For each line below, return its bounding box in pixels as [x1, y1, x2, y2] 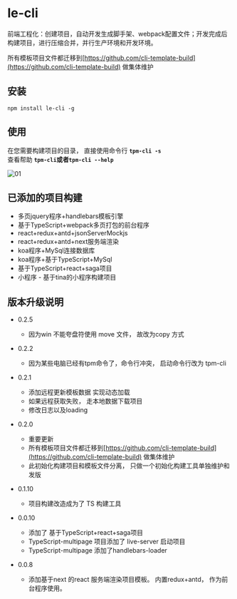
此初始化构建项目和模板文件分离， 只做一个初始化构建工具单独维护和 [28, 461, 230, 470]
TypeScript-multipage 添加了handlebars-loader [28, 546, 167, 555]
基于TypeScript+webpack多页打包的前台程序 [17, 221, 149, 230]
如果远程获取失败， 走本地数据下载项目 [28, 397, 143, 406]
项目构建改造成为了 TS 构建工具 [28, 499, 122, 508]
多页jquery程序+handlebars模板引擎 [17, 212, 124, 220]
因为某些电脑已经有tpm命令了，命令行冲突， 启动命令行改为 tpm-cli [28, 359, 226, 368]
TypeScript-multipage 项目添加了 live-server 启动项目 [28, 537, 186, 546]
